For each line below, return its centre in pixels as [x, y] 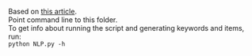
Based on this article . [43, 11]
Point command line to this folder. [63, 20]
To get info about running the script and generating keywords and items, [126, 28]
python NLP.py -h [37, 44]
